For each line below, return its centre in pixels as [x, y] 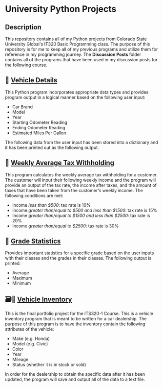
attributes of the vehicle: [30, 329]
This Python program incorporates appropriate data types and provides [77, 92]
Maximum [22, 278]
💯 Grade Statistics [33, 241]
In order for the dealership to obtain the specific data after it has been [75, 374]
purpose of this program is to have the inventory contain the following [75, 324]
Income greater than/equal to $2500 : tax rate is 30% [65, 226]
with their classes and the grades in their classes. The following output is [78, 258]
